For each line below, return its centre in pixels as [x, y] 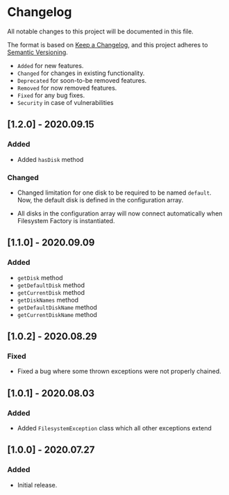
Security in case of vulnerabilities [65, 102]
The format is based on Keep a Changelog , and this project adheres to [108, 44]
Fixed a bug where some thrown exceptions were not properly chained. [119, 371]
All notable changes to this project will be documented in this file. [101, 31]
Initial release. [37, 485]
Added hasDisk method [50, 159]
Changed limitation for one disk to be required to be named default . [114, 193]
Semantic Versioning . [37, 52]
